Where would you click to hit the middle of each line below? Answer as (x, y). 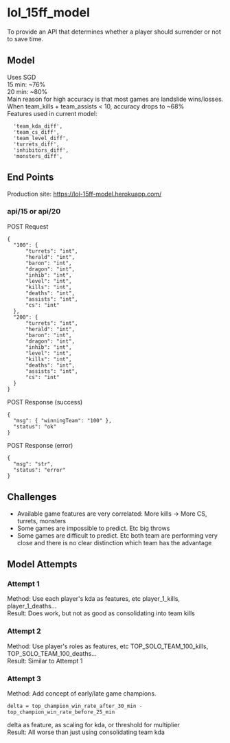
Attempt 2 (24, 631)
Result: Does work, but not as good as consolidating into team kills (101, 613)
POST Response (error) (40, 445)
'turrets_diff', (36, 144)
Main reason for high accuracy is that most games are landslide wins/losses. (115, 99)
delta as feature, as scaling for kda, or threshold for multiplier (94, 724)
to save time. (25, 38)
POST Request (28, 226)
